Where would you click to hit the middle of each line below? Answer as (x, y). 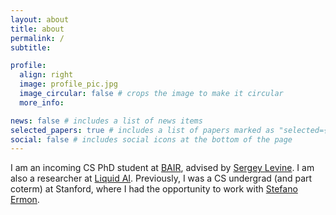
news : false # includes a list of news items (106, 121)
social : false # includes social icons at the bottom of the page (151, 139)
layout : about (40, 19)
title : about (37, 29)
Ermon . (25, 200)
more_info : (42, 102)
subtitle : (31, 47)
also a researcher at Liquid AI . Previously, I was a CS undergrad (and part (161, 178)
